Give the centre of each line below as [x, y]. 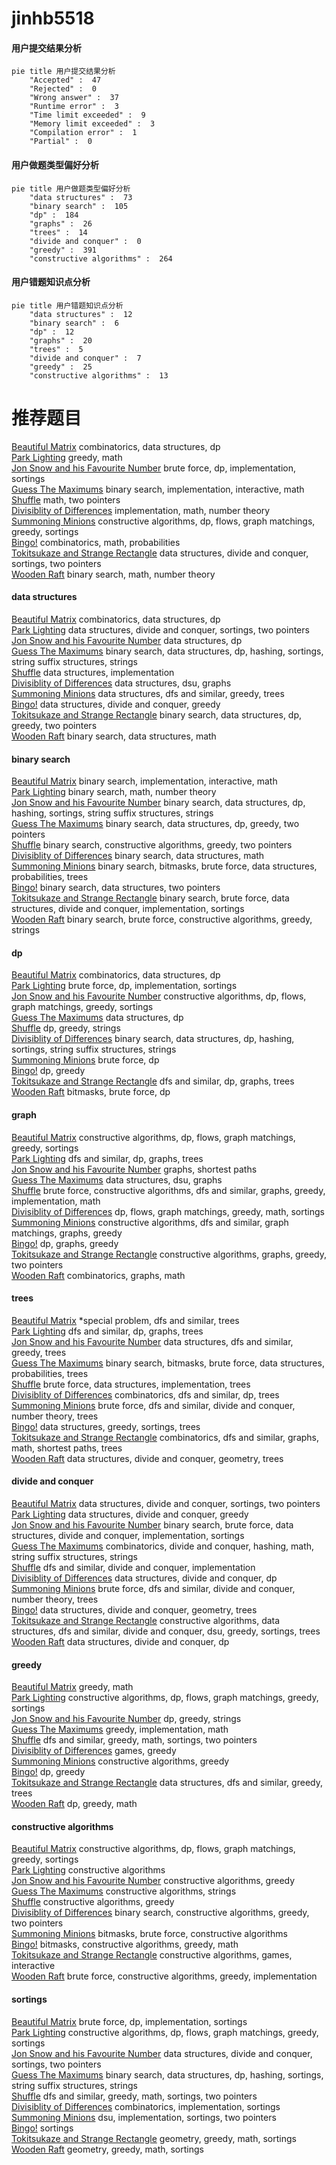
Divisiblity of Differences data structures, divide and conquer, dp [144, 1578]
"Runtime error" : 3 [74, 107]
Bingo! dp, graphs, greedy [65, 1243]
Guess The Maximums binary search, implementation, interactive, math [158, 489]
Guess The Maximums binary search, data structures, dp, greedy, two [155, 824]
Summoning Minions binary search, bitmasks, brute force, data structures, [164, 866]
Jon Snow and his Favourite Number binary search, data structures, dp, [158, 803]
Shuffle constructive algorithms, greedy [93, 1902]
